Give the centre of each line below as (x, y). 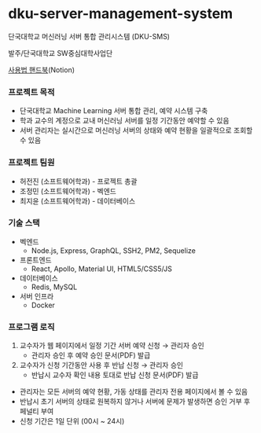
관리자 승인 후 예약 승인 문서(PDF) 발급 (91, 355)
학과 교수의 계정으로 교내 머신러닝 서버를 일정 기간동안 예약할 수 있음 (124, 121)
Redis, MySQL (54, 287)
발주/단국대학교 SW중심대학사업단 (61, 53)
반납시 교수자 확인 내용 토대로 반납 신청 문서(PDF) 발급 (115, 375)
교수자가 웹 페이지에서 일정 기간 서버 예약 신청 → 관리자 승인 (112, 346)
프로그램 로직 (31, 327)
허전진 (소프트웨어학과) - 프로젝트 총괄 (78, 181)
